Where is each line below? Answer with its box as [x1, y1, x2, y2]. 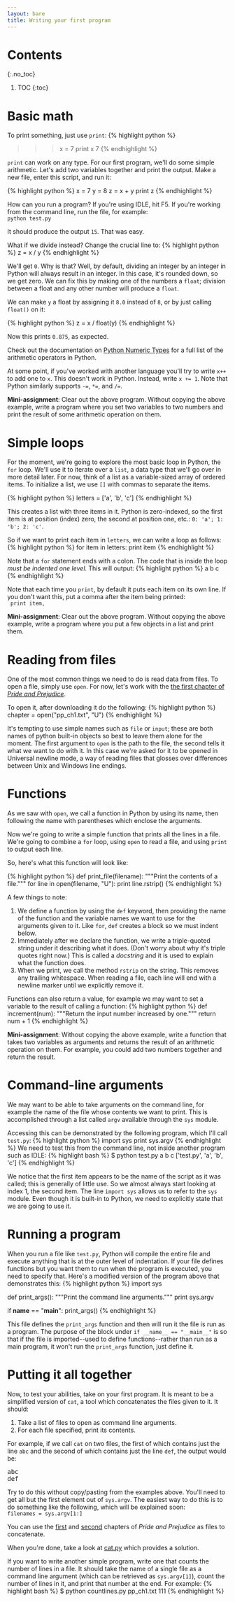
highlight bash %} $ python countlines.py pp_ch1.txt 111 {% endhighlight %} [7, 1587, 225, 1595]
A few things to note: [7, 893, 68, 901]
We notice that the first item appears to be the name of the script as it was [7, 1172, 222, 1181]
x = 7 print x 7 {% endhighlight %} [59, 145, 157, 153]
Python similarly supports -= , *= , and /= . [7, 382, 123, 391]
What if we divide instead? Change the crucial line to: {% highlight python [7, 241, 220, 249]
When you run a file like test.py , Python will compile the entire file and [7, 1250, 211, 1258]
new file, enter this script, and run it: [7, 173, 112, 182]
